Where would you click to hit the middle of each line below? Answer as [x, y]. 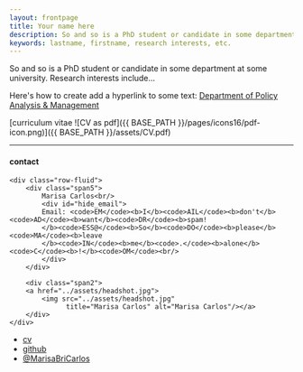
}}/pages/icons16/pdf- [219, 123]
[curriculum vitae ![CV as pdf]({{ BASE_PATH [92, 123]
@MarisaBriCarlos [56, 358]
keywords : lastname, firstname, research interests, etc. [120, 43]
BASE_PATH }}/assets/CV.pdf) [115, 133]
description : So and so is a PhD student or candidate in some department [153, 34]
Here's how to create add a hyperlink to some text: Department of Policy [143, 96]
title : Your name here [52, 26]
